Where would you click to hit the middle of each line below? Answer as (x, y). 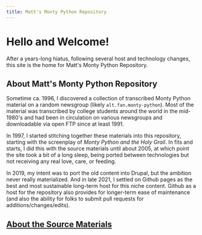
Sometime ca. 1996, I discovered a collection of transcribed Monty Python (99, 98)
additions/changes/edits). (38, 205)
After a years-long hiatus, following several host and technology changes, (98, 59)
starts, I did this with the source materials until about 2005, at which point (98, 149)
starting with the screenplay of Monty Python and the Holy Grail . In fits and (100, 142)
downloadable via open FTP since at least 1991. (65, 124)
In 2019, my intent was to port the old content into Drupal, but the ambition (99, 173)
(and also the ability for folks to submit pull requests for (75, 199)
